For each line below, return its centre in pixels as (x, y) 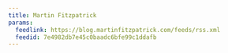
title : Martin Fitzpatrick (52, 15)
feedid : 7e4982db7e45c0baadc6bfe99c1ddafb (86, 37)
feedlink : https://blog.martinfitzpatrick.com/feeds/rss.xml (118, 30)
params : (21, 23)
